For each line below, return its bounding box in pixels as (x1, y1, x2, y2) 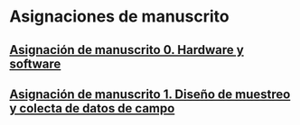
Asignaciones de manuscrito (9, 6, 230, 27)
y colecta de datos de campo (9, 101, 175, 116)
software (9, 56, 61, 71)
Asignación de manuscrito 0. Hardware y (9, 42, 244, 58)
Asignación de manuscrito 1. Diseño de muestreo (9, 86, 291, 102)
